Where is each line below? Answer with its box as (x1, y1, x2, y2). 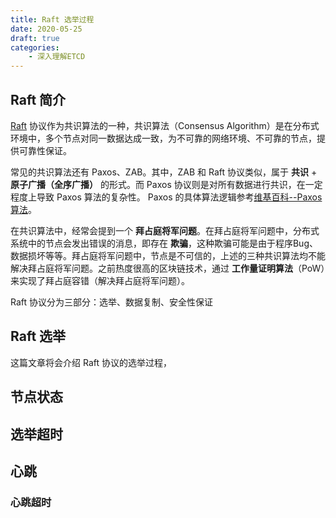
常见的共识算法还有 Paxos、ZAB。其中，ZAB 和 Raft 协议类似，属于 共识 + (10, 166, 318, 178)
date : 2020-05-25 (10, 24, 83, 34)
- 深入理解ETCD (28, 52, 86, 62)
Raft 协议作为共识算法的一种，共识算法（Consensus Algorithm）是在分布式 (10, 119, 320, 131)
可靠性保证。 (18, 144, 72, 156)
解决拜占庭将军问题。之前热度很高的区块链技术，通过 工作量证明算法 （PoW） (10, 262, 326, 274)
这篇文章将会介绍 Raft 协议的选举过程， (10, 356, 172, 368)
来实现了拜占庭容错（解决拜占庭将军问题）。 (10, 274, 190, 286)
